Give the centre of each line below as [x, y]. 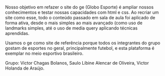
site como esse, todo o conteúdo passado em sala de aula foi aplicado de [80, 18]
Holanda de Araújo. [25, 68]
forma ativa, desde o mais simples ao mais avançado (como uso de [74, 23]
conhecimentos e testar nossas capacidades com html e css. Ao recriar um [82, 12]
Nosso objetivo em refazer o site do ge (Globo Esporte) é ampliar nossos [79, 7]
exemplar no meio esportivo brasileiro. [44, 53]
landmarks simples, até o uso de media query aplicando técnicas [71, 28]
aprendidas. [17, 33]
